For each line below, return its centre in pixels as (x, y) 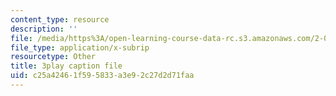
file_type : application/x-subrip (80, 47)
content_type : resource (60, 19)
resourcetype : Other (53, 57)
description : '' (44, 29)
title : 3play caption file (66, 66)
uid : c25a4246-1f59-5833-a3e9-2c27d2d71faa (102, 76)
